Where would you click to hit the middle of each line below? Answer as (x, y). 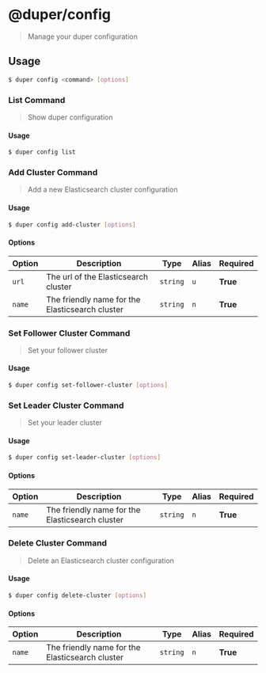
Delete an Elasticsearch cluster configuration (101, 561)
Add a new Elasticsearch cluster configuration (103, 190)
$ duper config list (42, 152)
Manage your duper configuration (83, 36)
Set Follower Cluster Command (69, 333)
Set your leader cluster (65, 423)
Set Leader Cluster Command (66, 405)
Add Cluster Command (53, 172)
